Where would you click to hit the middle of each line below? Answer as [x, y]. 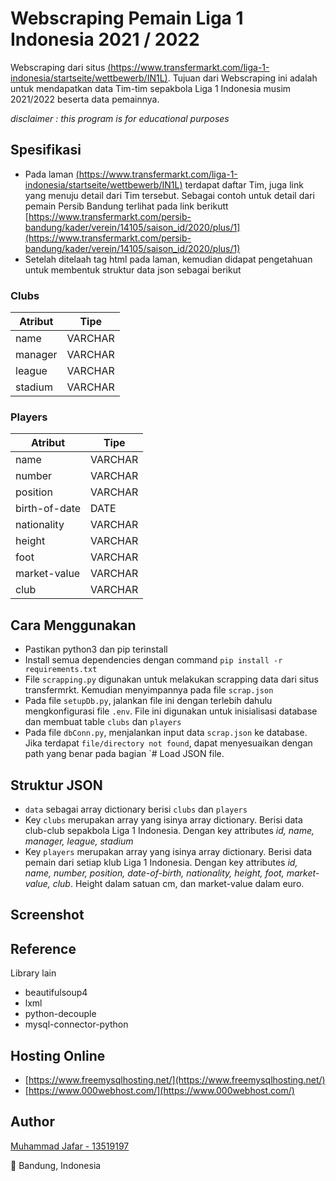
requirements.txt [61, 670]
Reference [43, 948]
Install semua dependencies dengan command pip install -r [153, 660]
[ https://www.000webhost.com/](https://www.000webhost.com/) [159, 1090]
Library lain [33, 973]
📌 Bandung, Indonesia [56, 1165]
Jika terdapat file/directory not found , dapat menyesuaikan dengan [168, 743]
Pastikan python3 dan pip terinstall [96, 649]
